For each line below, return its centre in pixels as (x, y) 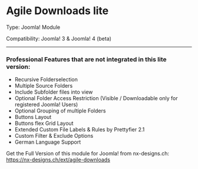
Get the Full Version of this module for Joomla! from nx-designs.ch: (88, 154)
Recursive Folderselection (46, 79)
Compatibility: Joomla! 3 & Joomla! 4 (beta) (59, 38)
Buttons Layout (33, 117)
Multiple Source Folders (44, 86)
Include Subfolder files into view (54, 92)
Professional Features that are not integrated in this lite (86, 59)
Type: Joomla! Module (33, 27)
